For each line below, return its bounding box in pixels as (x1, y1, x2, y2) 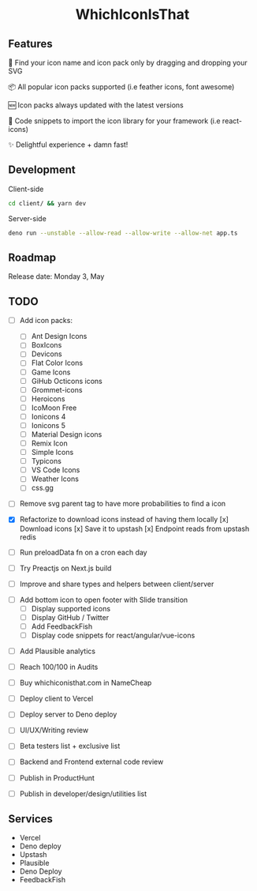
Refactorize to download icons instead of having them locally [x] (19, 515, 229, 524)
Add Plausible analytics (19, 646, 96, 656)
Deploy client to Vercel (19, 694, 94, 704)
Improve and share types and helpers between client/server (19, 579, 214, 588)
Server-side (8, 213, 47, 223)
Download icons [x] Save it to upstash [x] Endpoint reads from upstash (19, 524, 250, 533)
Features (8, 37, 53, 51)
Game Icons (31, 367, 71, 377)
